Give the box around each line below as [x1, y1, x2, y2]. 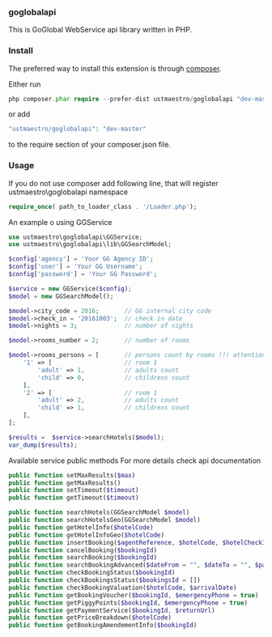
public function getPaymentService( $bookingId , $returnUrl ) [8, 606, 216, 614]
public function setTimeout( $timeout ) [8, 486, 139, 495]
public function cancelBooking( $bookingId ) [8, 546, 158, 554]
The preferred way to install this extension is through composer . [8, 63, 222, 73]
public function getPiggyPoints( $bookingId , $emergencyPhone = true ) [8, 598, 249, 607]
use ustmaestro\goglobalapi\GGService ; [8, 233, 143, 241]
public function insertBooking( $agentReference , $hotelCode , [8, 538, 219, 546]
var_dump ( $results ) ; [8, 440, 79, 449]
